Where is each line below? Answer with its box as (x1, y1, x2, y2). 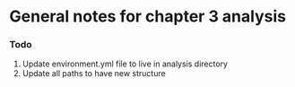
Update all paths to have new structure (22, 68, 166, 79)
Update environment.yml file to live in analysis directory (22, 58, 229, 69)
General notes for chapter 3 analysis (9, 6, 287, 27)
